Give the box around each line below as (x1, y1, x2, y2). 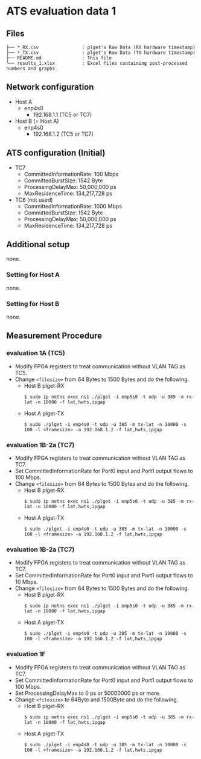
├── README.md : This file (6, 55, 112, 61)
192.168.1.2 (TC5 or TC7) (33, 130, 94, 138)
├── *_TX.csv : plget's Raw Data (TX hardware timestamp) (6, 50, 196, 56)
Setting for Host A (6, 271, 60, 279)
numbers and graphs (6, 65, 56, 71)
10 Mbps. (14, 578, 38, 586)
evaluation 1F (6, 650, 46, 658)
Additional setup (6, 239, 70, 250)
